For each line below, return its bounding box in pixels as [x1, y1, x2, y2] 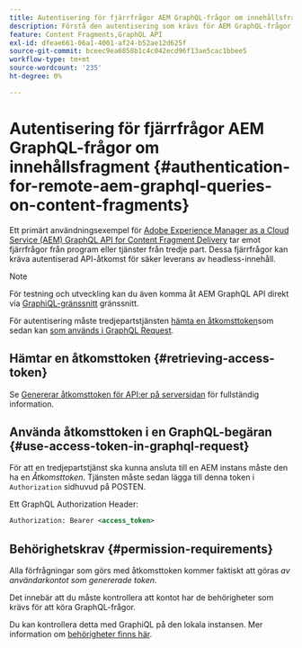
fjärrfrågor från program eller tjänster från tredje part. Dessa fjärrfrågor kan [9, 244, 289, 255]
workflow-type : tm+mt [9, 55, 91, 64]
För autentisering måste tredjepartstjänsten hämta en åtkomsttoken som [9, 315, 274, 326]
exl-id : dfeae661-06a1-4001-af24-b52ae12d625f [9, 38, 187, 48]
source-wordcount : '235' [9, 64, 102, 73]
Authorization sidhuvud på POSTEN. [9, 481, 147, 492]
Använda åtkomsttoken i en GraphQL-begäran [9, 424, 272, 439]
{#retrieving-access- [153, 351, 276, 366]
